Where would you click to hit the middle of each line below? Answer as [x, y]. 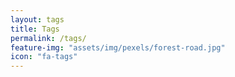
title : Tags [35, 29]
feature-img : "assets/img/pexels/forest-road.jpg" [118, 47]
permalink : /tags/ [48, 38]
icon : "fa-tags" [44, 57]
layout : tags [37, 19]
